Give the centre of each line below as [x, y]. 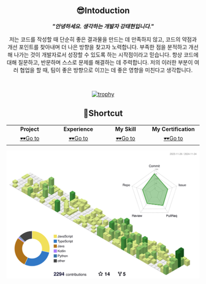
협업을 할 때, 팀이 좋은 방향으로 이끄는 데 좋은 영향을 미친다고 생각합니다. [106, 70]
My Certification [173, 129]
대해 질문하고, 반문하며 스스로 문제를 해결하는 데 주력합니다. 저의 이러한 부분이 [100, 62]
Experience [78, 129]
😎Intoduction [103, 11]
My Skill [125, 129]
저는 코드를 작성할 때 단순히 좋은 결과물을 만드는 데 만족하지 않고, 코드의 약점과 [103, 39]
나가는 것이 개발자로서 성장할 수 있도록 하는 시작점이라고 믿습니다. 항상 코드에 [106, 55]
